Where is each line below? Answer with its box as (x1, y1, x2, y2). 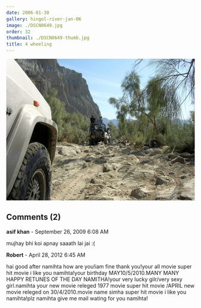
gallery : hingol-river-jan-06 (6, 16, 82, 22)
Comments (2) (6, 212, 61, 222)
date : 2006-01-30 (6, 10, 50, 16)
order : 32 (6, 29, 31, 35)
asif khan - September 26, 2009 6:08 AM (6, 228, 109, 235)
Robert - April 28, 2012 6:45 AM (6, 251, 86, 258)
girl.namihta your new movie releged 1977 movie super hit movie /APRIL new (6, 282, 195, 289)
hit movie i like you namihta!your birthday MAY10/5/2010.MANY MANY (6, 269, 179, 276)
